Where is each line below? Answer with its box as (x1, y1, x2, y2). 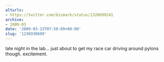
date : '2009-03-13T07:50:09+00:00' (5, 27, 81, 32)
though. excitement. (5, 51, 48, 57)
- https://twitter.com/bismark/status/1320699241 (5, 12, 114, 17)
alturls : (5, 7, 24, 13)
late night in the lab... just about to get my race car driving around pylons (5, 46, 159, 51)
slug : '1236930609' (5, 31, 47, 36)
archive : (5, 17, 24, 22)
